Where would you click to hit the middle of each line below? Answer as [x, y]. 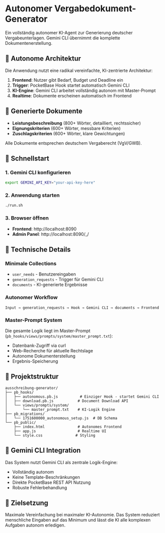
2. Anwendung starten [32, 195]
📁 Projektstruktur [32, 377]
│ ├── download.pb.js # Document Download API [67, 401]
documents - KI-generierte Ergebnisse [50, 285]
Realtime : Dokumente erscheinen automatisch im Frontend [72, 95]
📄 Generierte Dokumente [44, 111]
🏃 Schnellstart [27, 158]
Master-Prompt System [34, 320]
